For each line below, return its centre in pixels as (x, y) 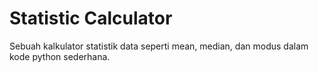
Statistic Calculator (91, 18)
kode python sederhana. (60, 56)
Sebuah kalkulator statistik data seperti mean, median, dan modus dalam (159, 46)
